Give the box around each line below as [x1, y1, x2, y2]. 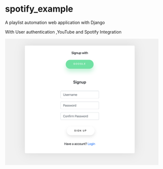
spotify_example [5, 3, 73, 15]
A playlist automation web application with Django [5, 19, 106, 25]
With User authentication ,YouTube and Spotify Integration [5, 29, 122, 35]
